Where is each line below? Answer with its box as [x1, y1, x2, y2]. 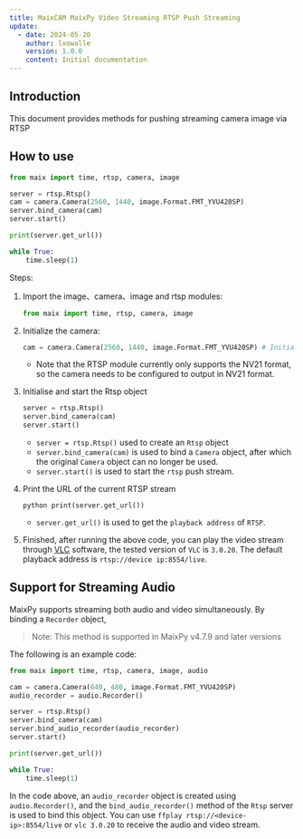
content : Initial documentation [25, 55, 147, 64]
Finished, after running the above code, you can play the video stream [22, 535, 284, 545]
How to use [9, 149, 74, 164]
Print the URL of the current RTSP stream [22, 484, 176, 494]
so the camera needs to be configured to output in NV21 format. [35, 369, 275, 380]
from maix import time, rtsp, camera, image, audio [9, 666, 208, 675]
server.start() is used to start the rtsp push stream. [35, 466, 234, 477]
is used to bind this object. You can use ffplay [9, 809, 183, 820]
